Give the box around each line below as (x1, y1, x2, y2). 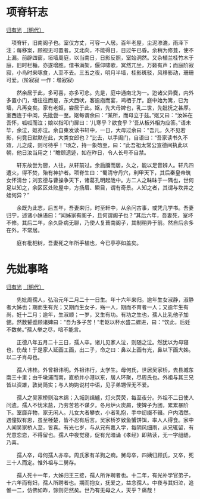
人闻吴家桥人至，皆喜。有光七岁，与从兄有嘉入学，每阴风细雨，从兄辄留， (6, 424, 189, 431)
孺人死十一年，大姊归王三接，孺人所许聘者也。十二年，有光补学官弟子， (16, 472, 194, 479)
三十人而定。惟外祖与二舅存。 (6, 458, 79, 466)
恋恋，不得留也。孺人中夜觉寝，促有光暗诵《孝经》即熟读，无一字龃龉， (16, 431, 194, 438)
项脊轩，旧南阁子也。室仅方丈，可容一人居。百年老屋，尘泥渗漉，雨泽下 (11, 39, 189, 46)
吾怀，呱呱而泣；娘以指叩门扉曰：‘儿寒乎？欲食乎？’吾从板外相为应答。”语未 (6, 119, 192, 126)
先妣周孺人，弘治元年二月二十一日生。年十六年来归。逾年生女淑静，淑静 (16, 296, 194, 303)
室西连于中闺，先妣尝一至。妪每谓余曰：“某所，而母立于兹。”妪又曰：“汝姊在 (6, 111, 193, 118)
